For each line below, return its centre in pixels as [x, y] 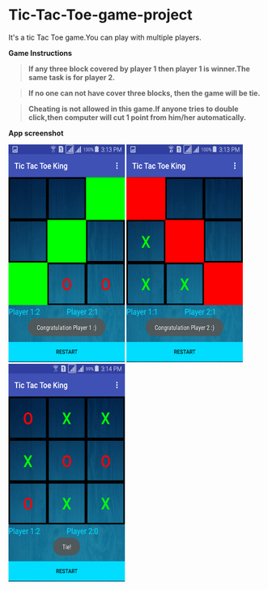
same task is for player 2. [72, 77]
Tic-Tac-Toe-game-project [100, 15]
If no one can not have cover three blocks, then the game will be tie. [144, 93]
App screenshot [36, 133]
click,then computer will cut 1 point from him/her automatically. [137, 117]
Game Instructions [40, 53]
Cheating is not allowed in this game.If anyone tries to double [133, 109]
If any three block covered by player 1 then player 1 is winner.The [139, 68]
